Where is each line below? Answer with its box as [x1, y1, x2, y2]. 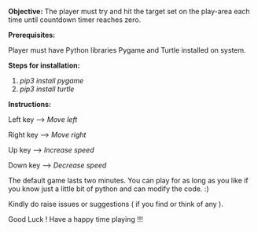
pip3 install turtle [19, 84, 75, 94]
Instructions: [8, 100, 52, 109]
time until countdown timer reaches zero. [8, 15, 142, 24]
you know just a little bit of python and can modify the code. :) [8, 184, 209, 193]
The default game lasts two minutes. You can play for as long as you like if [8, 176, 249, 185]
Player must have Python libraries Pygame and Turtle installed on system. [8, 46, 246, 54]
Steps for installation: [8, 61, 80, 70]
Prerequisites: [8, 31, 56, 39]
